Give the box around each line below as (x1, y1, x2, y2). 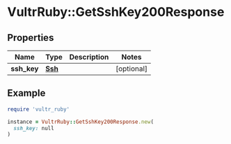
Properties (7, 32, 54, 44)
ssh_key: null (13, 125, 54, 132)
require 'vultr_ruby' (7, 105, 70, 113)
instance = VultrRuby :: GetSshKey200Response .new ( (7, 118, 154, 125)
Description (69, 53, 109, 62)
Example (7, 87, 46, 99)
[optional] (115, 64, 148, 73)
